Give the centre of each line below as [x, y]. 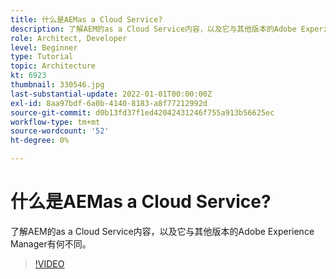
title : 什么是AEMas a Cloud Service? [86, 19]
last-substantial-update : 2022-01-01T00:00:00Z [111, 94]
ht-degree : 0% [40, 141]
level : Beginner [44, 47]
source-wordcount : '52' [60, 131]
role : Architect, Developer [69, 38]
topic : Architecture [53, 66]
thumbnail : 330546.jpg [57, 85]
